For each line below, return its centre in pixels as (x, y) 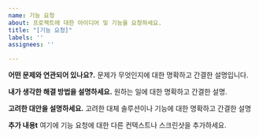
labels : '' (26, 37)
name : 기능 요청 (31, 15)
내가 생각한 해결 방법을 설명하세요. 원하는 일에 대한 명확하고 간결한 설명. (118, 92)
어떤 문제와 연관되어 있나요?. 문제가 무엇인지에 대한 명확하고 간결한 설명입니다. (129, 75)
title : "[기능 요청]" (40, 30)
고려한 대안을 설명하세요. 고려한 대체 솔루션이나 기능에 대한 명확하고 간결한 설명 (130, 109)
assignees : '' (31, 45)
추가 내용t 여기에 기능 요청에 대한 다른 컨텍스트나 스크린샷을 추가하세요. (117, 125)
